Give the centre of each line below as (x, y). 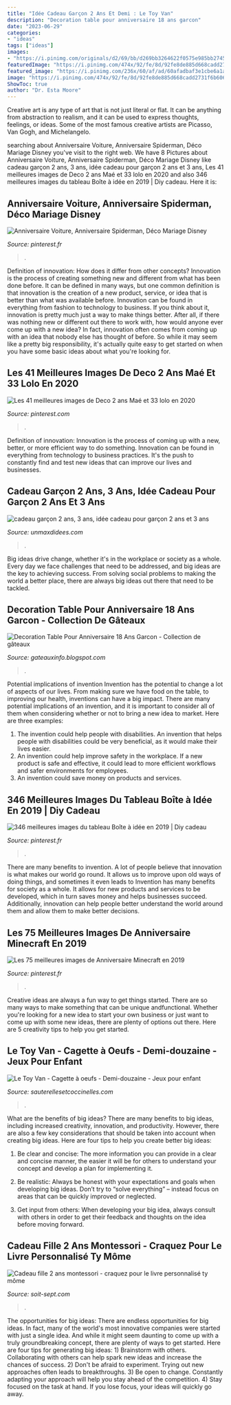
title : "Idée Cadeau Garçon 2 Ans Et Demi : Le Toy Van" (90, 13)
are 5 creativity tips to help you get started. (68, 1029)
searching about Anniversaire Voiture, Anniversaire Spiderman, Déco (104, 145)
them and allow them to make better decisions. (73, 911)
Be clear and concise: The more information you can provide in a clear (117, 1154)
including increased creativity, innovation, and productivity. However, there (113, 1125)
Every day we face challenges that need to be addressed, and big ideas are (114, 566)
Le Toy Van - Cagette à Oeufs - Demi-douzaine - (112, 1051)
